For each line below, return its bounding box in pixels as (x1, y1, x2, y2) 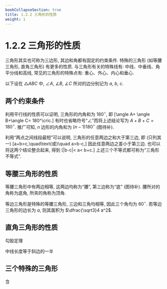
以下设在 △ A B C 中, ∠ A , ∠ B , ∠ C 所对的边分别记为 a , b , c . (5, 81, 124, 87)
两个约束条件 (5, 96, 45, 105)
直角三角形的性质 (5, 223, 58, 232)
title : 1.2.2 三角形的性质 (5, 12, 57, 17)
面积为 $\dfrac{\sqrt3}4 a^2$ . (50, 207, 112, 213)
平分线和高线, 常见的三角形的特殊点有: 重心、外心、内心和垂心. (5, 70, 134, 76)
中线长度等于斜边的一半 (5, 248, 53, 254)
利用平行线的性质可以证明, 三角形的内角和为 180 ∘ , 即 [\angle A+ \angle (5, 110, 150, 117)
